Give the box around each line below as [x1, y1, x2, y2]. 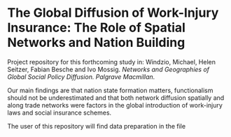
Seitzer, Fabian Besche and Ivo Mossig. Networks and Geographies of [7, 65, 210, 73]
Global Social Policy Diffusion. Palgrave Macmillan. [7, 72, 155, 81]
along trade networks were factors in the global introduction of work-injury [7, 101, 223, 109]
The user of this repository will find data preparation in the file [7, 122, 186, 130]
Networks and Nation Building [7, 35, 185, 50]
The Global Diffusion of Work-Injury [7, 5, 219, 21]
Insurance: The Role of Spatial [7, 20, 185, 36]
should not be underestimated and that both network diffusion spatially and [7, 93, 225, 102]
